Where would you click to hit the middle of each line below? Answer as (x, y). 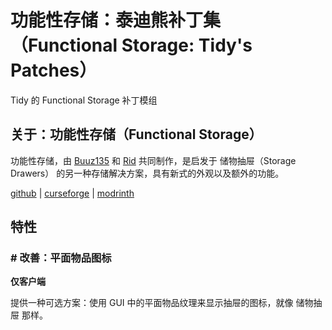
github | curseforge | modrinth (72, 193)
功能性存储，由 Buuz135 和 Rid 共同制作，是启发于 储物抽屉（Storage (153, 160)
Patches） (54, 70)
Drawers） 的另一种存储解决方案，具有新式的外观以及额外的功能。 (147, 173)
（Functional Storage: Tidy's (131, 45)
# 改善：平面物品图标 (61, 258)
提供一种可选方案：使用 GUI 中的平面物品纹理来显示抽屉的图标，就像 (152, 303)
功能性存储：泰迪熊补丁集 (116, 20)
